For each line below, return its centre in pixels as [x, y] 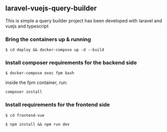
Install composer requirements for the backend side [71, 63]
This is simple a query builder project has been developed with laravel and [84, 20]
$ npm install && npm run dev [38, 124]
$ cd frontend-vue [25, 115]
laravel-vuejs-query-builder [51, 8]
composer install [24, 92]
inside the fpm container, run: [36, 83]
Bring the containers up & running [48, 39]
